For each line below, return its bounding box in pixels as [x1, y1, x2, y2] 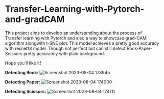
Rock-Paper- [126, 45, 153, 51]
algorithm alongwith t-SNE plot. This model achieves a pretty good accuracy [5, 40, 159, 46]
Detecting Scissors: [5, 88, 47, 94]
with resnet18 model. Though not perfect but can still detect [5, 45, 126, 51]
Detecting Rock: [5, 69, 39, 75]
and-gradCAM [5, 14, 65, 25]
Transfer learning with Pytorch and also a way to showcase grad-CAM [5, 35, 147, 41]
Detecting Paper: [5, 79, 41, 85]
